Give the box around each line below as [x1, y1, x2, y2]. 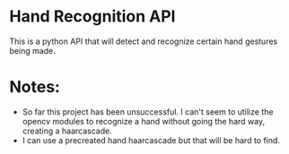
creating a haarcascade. [22, 125, 112, 136]
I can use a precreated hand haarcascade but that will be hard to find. [22, 134, 281, 145]
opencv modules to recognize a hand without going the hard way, [22, 115, 266, 126]
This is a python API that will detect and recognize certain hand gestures [9, 36, 278, 47]
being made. [9, 45, 56, 56]
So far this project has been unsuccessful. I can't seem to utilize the [22, 106, 274, 117]
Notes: [9, 77, 61, 98]
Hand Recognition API [9, 6, 176, 27]
